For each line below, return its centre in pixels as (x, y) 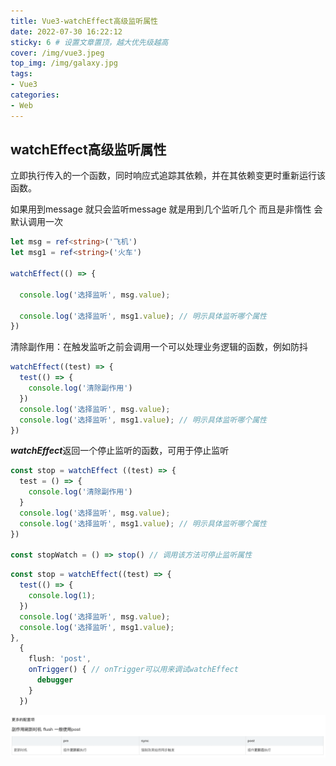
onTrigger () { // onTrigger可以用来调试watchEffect (133, 670)
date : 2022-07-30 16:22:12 (66, 31)
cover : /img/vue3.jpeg (57, 53)
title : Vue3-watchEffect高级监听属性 (84, 21)
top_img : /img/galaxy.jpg (64, 63)
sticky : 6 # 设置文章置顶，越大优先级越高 (89, 42)
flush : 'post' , (60, 659)
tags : (21, 74)
